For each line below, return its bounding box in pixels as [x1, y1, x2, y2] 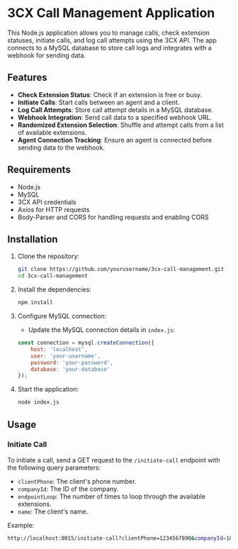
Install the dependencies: [17, 285, 92, 294]
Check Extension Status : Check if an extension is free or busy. [17, 90, 203, 99]
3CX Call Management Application [7, 5, 215, 21]
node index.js [17, 399, 59, 406]
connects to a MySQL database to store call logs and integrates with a [7, 43, 212, 52]
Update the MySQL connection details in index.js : [28, 326, 176, 334]
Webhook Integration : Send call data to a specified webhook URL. [17, 113, 212, 121]
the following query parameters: [7, 463, 101, 472]
